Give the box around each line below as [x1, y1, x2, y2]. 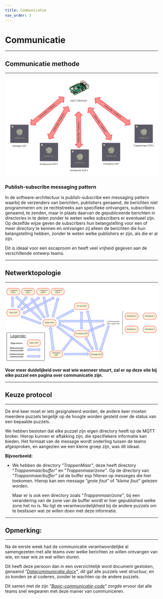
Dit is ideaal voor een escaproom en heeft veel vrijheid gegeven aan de [5, 245, 147, 251]
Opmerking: [5, 526, 42, 534]
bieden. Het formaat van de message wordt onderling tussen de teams [5, 438, 147, 444]
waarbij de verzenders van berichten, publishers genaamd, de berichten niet [5, 200, 158, 205]
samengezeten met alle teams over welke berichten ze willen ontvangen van [5, 549, 158, 555]
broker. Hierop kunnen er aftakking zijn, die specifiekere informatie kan [5, 433, 147, 439]
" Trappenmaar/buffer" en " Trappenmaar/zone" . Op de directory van [12, 467, 149, 473]
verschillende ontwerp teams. [5, 250, 65, 256]
